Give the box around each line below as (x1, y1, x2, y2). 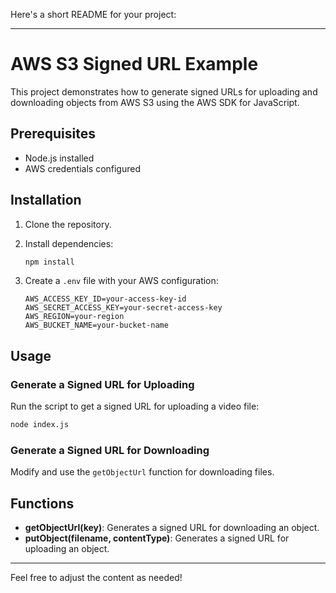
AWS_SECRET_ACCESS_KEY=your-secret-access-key (24, 303, 223, 313)
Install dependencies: (24, 237, 114, 249)
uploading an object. (24, 543, 110, 555)
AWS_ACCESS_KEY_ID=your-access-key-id (24, 294, 187, 304)
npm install (24, 257, 75, 267)
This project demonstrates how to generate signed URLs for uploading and (10, 85, 318, 98)
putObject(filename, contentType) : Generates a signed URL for (24, 532, 290, 544)
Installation (10, 192, 82, 209)
